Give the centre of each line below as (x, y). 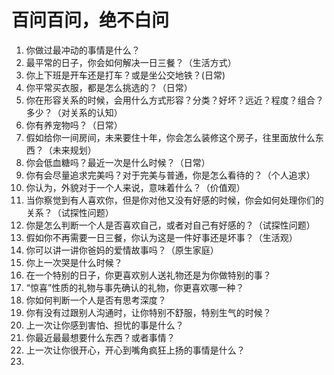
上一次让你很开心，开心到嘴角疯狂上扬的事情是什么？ (135, 350)
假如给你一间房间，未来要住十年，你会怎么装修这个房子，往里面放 (161, 137)
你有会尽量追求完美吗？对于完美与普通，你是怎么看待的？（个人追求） (170, 175)
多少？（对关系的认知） (74, 112)
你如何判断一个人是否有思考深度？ (96, 300)
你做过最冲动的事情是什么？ (83, 50)
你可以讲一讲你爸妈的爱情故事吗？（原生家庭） (122, 250)
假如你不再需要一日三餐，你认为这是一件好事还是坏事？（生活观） (161, 237)
